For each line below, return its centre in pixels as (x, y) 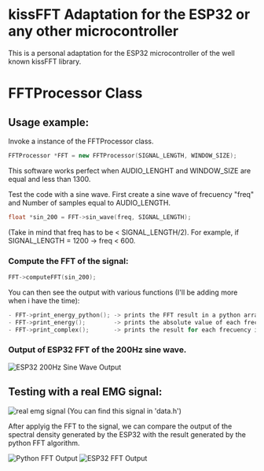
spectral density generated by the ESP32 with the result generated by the (127, 434)
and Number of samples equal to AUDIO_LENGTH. (90, 202)
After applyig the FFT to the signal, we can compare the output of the (120, 426)
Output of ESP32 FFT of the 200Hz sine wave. (97, 350)
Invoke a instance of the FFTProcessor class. (81, 141)
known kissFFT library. (45, 61)
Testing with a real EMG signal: (85, 392)
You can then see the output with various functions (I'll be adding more (123, 292)
